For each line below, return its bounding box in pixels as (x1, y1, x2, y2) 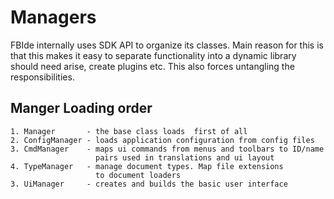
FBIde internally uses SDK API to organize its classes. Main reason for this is (10, 39, 324, 51)
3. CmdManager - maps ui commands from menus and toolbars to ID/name (10, 144, 325, 154)
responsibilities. (10, 71, 75, 83)
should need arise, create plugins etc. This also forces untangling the (10, 60, 295, 72)
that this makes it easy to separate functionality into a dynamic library (10, 49, 297, 61)
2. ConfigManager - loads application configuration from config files (10, 135, 315, 145)
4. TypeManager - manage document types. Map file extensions (10, 161, 284, 171)
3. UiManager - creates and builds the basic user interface (10, 179, 288, 189)
